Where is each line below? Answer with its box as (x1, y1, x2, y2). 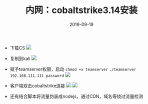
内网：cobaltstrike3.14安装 (25, 4, 138, 16)
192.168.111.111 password (9, 73, 64, 78)
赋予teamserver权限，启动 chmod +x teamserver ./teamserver (9, 66, 136, 72)
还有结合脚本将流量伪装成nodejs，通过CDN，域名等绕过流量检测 (9, 93, 143, 99)
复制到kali (9, 55, 31, 61)
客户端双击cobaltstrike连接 (9, 82, 65, 88)
